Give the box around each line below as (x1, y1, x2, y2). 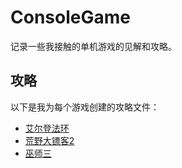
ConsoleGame (10, 6, 131, 29)
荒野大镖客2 (24, 134, 75, 146)
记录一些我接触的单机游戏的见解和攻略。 (10, 40, 177, 52)
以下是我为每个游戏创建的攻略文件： (10, 101, 160, 113)
